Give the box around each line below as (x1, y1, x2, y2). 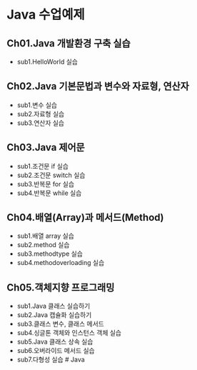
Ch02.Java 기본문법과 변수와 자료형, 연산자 (6, 80, 190, 93)
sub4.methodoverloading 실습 (16, 259, 105, 267)
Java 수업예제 (6, 6, 85, 23)
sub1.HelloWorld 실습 (16, 58, 78, 66)
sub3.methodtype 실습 (16, 249, 84, 258)
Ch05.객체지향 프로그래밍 (6, 281, 115, 294)
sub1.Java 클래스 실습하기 (16, 301, 91, 311)
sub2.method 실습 (16, 241, 70, 249)
